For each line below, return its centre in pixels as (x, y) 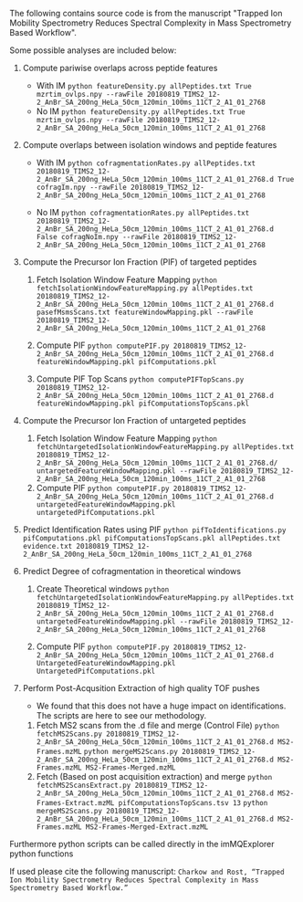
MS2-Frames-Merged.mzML (131, 768)
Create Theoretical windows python (103, 589)
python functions (42, 854)
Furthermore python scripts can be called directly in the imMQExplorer (142, 844)
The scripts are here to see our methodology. (121, 715)
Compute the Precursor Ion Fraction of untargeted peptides (134, 420)
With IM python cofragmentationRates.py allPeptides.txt (146, 163)
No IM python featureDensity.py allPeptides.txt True (141, 111)
